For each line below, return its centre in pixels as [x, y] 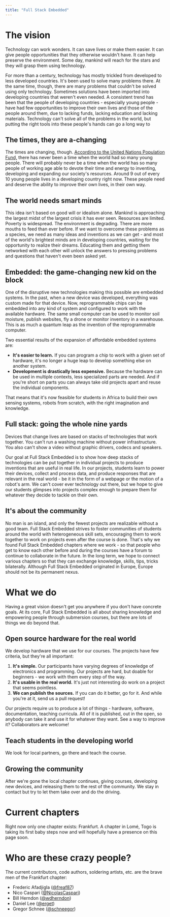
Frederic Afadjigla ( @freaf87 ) [43, 887]
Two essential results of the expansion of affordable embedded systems [81, 340]
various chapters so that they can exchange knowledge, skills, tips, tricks [82, 561]
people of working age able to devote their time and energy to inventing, [81, 168]
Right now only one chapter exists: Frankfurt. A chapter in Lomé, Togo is [81, 826]
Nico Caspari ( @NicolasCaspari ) [46, 893]
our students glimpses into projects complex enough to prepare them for [81, 489]
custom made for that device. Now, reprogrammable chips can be [74, 303]
